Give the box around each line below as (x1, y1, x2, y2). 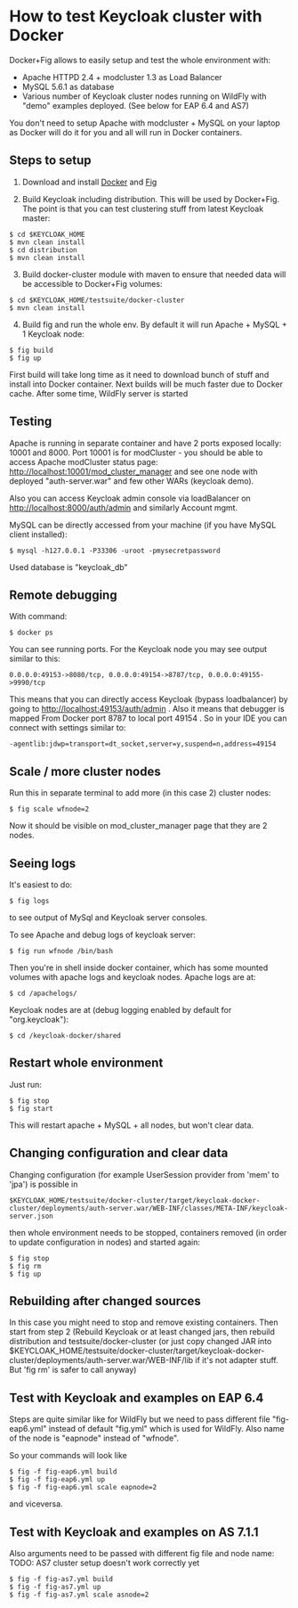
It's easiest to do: (9, 879, 73, 890)
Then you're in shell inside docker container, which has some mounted (9, 962, 269, 973)
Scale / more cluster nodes (9, 763, 162, 779)
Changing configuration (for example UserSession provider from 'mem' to (9, 1169, 280, 1179)
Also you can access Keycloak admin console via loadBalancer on (9, 493, 251, 503)
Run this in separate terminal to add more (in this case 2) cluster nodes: (9, 788, 271, 798)
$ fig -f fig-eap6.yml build (9, 1467, 117, 1476)
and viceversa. (9, 1498, 64, 1509)
